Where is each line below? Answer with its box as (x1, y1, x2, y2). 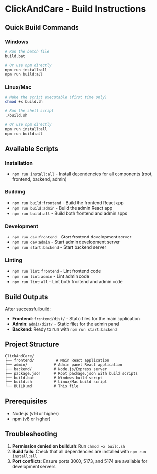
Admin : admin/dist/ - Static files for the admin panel (12, 321, 119, 327)
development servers (12, 463, 56, 469)
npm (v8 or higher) (12, 416, 51, 422)
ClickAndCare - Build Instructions (5, 3, 146, 15)
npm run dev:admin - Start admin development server (12, 239, 120, 245)
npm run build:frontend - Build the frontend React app (12, 199, 124, 206)
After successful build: (5, 306, 51, 312)
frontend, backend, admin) (12, 176, 67, 182)
